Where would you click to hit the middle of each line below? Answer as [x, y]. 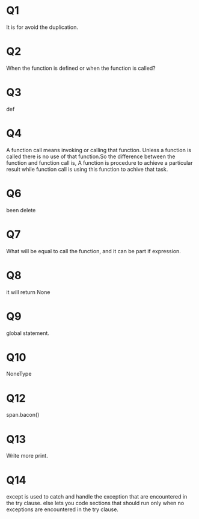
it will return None [28, 292]
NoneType [19, 374]
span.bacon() [23, 415]
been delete [21, 210]
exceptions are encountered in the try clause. [63, 509]
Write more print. [27, 456]
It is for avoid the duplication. [42, 27]
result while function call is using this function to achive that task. [87, 169]
